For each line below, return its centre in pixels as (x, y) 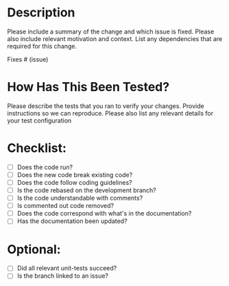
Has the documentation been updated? (72, 221)
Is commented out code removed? (65, 206)
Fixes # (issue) (28, 59)
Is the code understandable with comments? (80, 198)
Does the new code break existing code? (75, 174)
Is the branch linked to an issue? (62, 276)
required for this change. (42, 46)
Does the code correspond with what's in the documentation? (104, 213)
